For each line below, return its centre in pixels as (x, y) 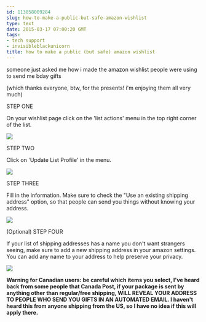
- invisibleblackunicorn (38, 47)
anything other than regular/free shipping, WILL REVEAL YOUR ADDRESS (102, 293)
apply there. (22, 312)
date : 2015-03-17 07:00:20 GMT (46, 29)
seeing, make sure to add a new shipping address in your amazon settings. (101, 250)
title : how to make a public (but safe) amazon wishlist (81, 52)
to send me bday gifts (34, 76)
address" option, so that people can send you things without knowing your (101, 201)
